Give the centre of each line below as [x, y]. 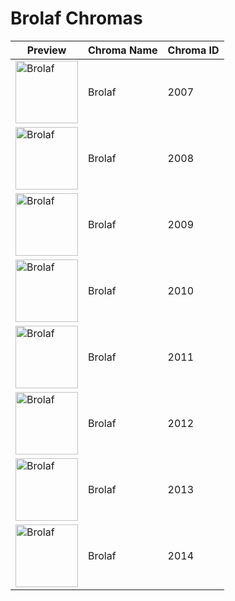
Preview [46, 50]
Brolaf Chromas [76, 18]
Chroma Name [123, 50]
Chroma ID [193, 50]
